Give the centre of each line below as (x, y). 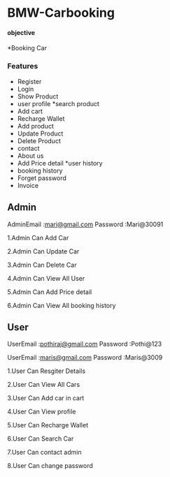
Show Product (38, 96)
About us (30, 156)
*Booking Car (27, 48)
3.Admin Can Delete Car (42, 265)
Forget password (42, 178)
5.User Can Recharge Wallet (48, 425)
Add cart (30, 111)
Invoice (28, 185)
